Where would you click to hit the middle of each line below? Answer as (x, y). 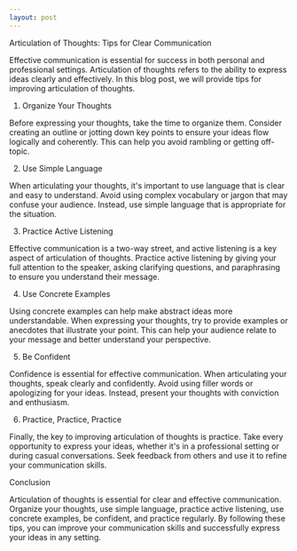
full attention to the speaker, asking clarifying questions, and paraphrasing (145, 267)
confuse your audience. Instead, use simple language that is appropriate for (148, 204)
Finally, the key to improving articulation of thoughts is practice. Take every (146, 436)
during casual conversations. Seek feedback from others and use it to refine (148, 455)
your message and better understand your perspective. (110, 339)
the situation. (33, 213)
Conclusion (30, 482)
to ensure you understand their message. (84, 276)
